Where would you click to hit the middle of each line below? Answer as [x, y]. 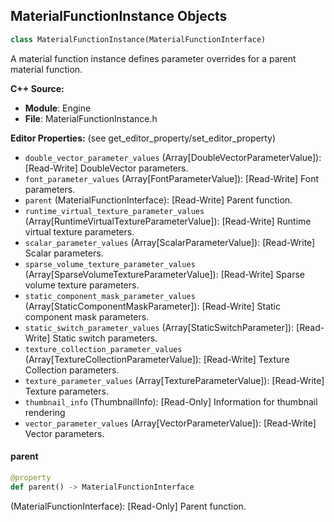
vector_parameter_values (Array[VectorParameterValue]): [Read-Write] [170, 423]
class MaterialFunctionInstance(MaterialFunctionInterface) [138, 39]
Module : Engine [58, 108]
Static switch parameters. [105, 338]
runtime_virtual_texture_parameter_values [114, 211]
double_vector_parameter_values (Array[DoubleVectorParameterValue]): [173, 157]
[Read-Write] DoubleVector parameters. [106, 168]
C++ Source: [37, 88]
